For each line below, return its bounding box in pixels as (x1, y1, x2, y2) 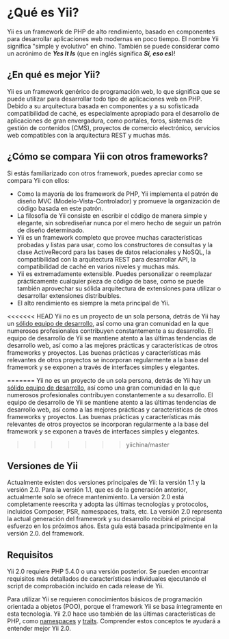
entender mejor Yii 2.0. (7, 625, 72, 633)
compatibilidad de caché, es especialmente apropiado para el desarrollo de (7, 109, 220, 117)
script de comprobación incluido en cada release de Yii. (7, 582, 164, 590)
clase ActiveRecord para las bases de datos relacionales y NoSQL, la (16, 248, 211, 256)
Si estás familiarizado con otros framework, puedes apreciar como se (7, 169, 203, 177)
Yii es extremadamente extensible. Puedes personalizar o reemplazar (16, 269, 213, 278)
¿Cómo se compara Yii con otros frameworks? (7, 151, 208, 162)
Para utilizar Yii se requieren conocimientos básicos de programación (7, 595, 203, 603)
